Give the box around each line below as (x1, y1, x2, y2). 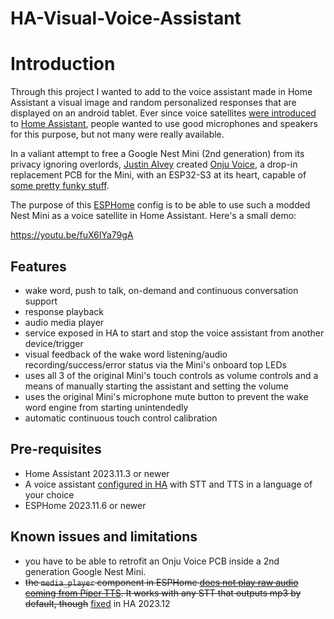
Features (10, 258, 67, 275)
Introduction (10, 53, 116, 76)
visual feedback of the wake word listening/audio (24, 348, 228, 360)
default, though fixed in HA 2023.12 (24, 597, 171, 609)
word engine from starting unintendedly (24, 401, 189, 413)
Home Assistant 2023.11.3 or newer (24, 467, 170, 479)
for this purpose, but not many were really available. (10, 128, 225, 141)
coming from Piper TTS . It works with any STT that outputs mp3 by (24, 587, 302, 599)
